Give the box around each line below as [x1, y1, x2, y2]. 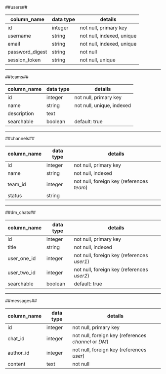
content [7, 361, 26, 367]
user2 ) [74, 272, 90, 279]
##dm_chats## [5, 210, 36, 215]
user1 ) [74, 258, 90, 265]
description [7, 110, 34, 117]
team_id [7, 181, 26, 188]
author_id [7, 349, 30, 356]
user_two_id [7, 269, 36, 276]
